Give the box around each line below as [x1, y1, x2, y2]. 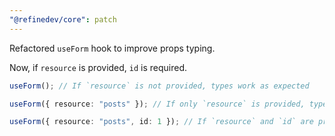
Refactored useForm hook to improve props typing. [9, 42, 216, 54]
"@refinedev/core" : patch [9, 14, 117, 25]
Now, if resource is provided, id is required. [9, 61, 188, 73]
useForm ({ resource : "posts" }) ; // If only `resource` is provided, [9, 99, 306, 109]
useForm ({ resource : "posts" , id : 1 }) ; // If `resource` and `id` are [9, 117, 314, 127]
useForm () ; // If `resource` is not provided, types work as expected [9, 81, 310, 91]
